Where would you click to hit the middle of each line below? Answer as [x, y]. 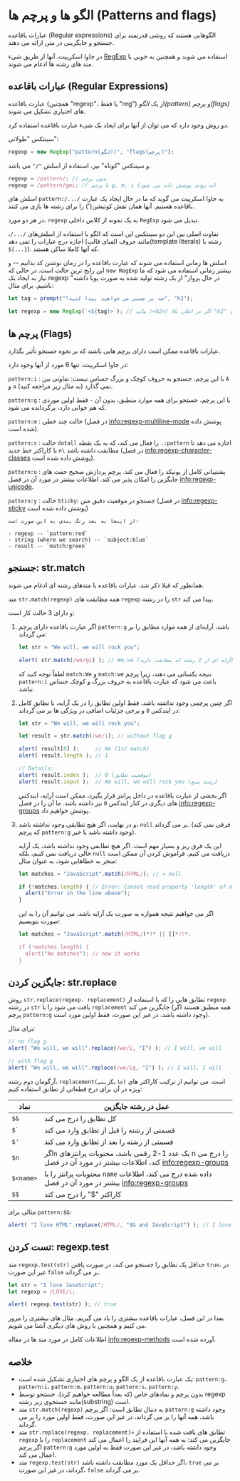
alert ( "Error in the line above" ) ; [78, 893]
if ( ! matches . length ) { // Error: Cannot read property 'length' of [122, 887]
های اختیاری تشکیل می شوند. [47, 111]
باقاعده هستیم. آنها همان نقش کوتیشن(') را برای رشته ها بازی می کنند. [101, 206]
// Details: [36, 768]
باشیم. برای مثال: [31, 286]
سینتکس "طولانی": [33, 138]
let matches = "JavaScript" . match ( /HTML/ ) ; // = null [100, 874]
